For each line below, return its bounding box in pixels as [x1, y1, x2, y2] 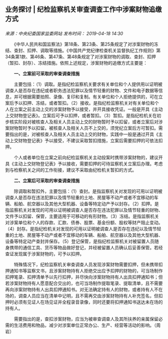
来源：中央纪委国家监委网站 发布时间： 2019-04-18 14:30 [5, 31, 123, 37]
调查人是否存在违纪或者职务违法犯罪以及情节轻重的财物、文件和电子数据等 [5, 88, 158, 94]
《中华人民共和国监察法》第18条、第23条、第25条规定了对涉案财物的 [13, 41, 154, 47]
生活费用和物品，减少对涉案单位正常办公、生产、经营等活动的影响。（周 [13, 322, 161, 328]
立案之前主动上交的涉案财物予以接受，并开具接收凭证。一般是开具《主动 [13, 106, 163, 112]
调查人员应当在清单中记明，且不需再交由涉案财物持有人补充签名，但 [18, 293, 158, 299]
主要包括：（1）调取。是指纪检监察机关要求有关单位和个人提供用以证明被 [13, 81, 162, 87]
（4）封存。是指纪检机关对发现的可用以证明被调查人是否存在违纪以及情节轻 [5, 226, 161, 232]
